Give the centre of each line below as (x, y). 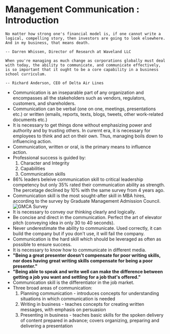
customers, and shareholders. (44, 103)
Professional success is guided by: (49, 157)
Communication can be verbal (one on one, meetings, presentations (84, 109)
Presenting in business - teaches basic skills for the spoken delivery (92, 315)
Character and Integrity (45, 163)
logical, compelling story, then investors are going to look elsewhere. (86, 38)
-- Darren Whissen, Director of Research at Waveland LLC (68, 52)
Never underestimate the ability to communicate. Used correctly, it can (87, 228)
